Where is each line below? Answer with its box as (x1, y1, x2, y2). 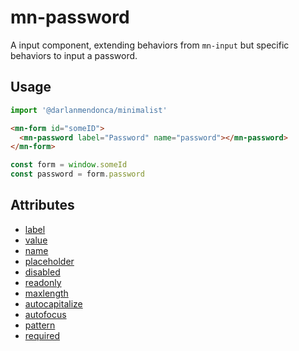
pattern (24, 319, 56, 331)
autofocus (24, 308, 67, 320)
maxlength (24, 287, 69, 299)
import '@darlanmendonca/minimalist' (10, 105, 168, 115)
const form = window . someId (10, 160, 128, 170)
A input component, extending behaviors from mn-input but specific (10, 39, 290, 51)
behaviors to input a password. (10, 49, 138, 61)
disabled (24, 266, 61, 278)
